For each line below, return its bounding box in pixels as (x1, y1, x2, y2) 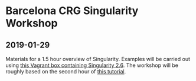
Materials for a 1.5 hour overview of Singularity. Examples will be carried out (5, 56, 190, 62)
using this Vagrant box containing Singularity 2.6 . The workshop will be (5, 62, 178, 69)
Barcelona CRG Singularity (5, 4, 139, 18)
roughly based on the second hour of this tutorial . (5, 68, 126, 75)
